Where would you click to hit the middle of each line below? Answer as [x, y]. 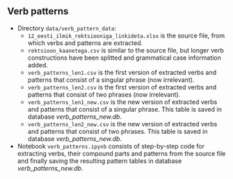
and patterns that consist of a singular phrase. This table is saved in [125, 109]
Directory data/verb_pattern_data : [67, 28]
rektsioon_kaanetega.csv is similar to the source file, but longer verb [126, 50]
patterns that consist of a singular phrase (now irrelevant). [111, 80]
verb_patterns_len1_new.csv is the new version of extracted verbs [122, 102]
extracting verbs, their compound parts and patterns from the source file [121, 153]
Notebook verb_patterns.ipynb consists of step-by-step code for [111, 146]
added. [38, 65]
